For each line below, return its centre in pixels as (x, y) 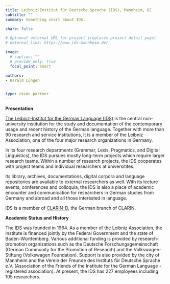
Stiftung (14, 255)
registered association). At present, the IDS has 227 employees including (82, 271)
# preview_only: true (33, 61)
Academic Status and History (37, 218)
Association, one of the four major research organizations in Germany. (79, 140)
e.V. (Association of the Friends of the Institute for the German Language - (83, 266)
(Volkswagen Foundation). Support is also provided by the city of (91, 255)
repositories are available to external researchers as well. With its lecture (82, 182)
